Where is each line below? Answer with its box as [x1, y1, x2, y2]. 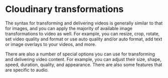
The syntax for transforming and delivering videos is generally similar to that [5, 20, 163, 26]
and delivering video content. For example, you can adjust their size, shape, [5, 56, 161, 62]
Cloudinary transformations [5, 3, 124, 15]
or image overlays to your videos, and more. [5, 41, 96, 47]
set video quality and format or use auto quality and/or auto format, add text [5, 36, 162, 42]
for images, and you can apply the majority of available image [5, 25, 133, 31]
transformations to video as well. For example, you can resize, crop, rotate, [5, 30, 160, 36]
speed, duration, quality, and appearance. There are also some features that [5, 61, 162, 67]
